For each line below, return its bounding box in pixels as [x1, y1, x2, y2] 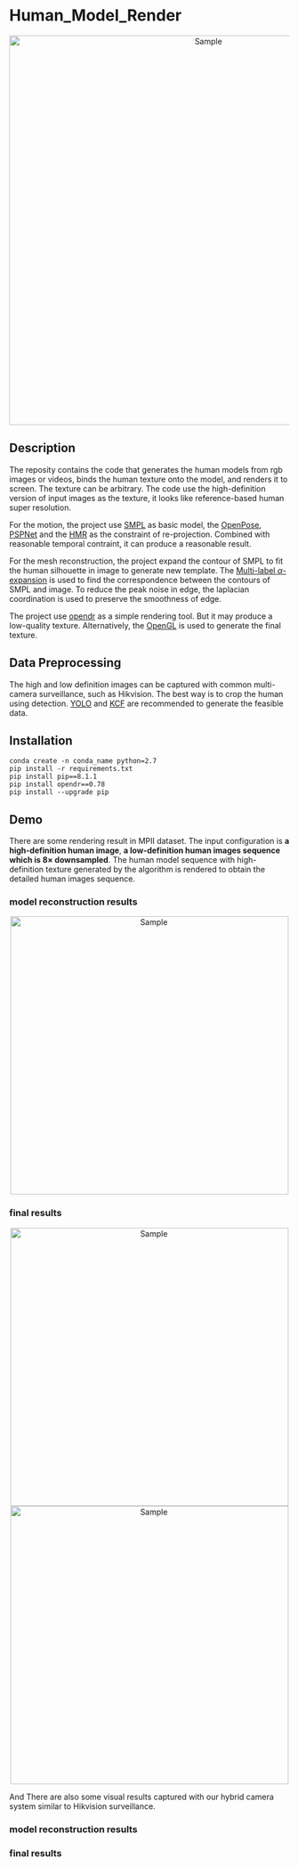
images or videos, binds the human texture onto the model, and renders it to [9, 474, 288, 484]
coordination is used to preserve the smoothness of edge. [9, 593, 222, 604]
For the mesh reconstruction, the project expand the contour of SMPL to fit [9, 556, 283, 566]
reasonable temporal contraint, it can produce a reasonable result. [9, 538, 252, 548]
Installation [9, 733, 73, 748]
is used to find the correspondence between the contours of [48, 574, 270, 585]
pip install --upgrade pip [9, 788, 109, 797]
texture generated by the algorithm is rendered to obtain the [45, 864, 265, 875]
